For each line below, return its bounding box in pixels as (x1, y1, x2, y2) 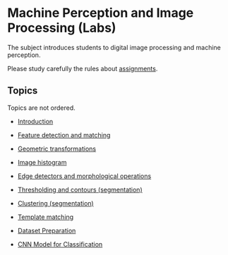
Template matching (17, 213, 74, 221)
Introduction (17, 117, 54, 125)
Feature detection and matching (17, 130, 111, 139)
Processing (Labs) (7, 20, 116, 36)
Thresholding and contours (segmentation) (17, 185, 143, 194)
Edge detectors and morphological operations (17, 171, 152, 180)
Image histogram (17, 158, 67, 166)
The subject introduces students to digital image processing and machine (7, 43, 221, 51)
